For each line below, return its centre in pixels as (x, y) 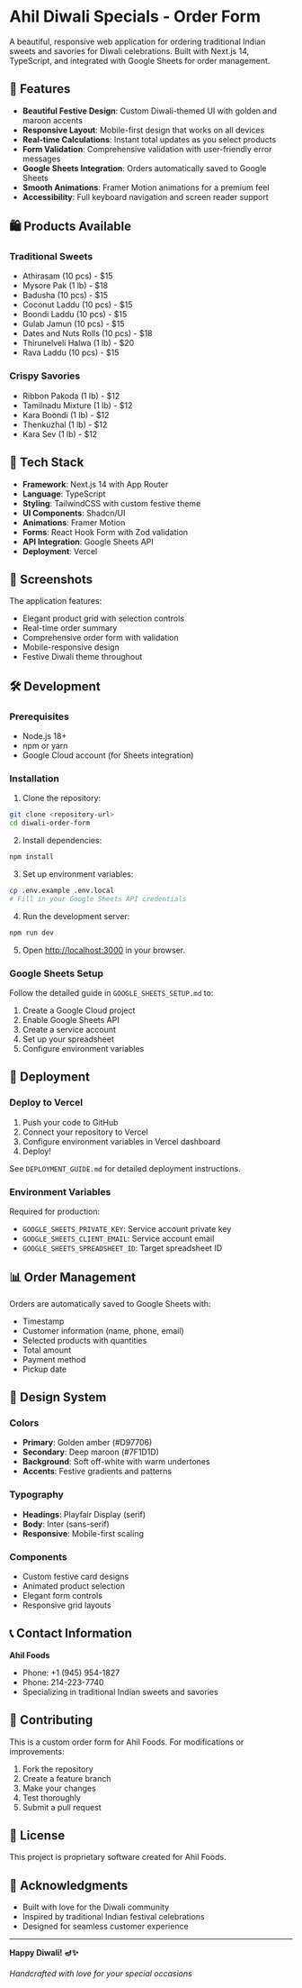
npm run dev (31, 933)
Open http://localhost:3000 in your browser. (104, 950)
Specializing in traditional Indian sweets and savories (120, 1692)
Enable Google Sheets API (71, 1019)
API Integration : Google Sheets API (88, 542)
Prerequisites (39, 716)
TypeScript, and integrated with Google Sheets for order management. (140, 60)
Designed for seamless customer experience (105, 1927)
